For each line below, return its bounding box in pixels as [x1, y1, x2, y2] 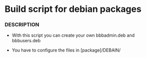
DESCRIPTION [4, 21, 40, 28]
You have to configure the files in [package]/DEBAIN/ [11, 47, 121, 53]
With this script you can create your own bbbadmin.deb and [11, 32, 135, 38]
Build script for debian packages [4, 3, 142, 15]
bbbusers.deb [11, 38, 41, 44]
